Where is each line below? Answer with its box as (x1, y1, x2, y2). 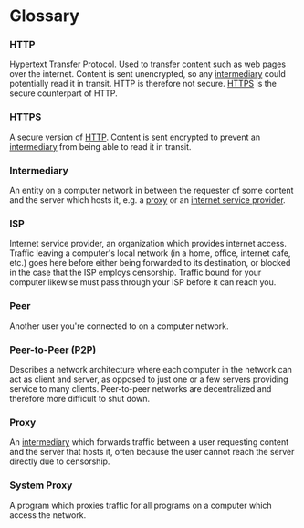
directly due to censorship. (9, 456, 110, 467)
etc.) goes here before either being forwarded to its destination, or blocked (9, 258, 291, 269)
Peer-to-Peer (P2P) (9, 343, 97, 356)
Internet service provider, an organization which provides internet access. (9, 238, 288, 249)
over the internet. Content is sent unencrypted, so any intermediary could (9, 69, 286, 79)
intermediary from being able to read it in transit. (9, 141, 192, 152)
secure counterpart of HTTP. (9, 88, 119, 99)
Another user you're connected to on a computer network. (9, 321, 229, 332)
